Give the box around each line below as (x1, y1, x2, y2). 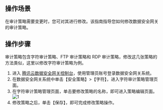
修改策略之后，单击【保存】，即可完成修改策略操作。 (12, 99, 117, 105)
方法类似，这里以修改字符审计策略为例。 (5, 60, 86, 65)
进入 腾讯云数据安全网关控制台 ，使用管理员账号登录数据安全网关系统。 (12, 70, 154, 76)
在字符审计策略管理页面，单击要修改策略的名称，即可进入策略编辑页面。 (12, 88, 157, 94)
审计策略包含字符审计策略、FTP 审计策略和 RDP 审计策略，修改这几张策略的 (5, 54, 158, 60)
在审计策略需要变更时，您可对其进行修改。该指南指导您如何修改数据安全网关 (5, 18, 159, 24)
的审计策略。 (5, 24, 31, 30)
